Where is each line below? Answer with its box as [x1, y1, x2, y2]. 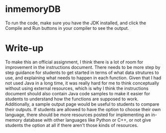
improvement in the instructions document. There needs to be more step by [5, 64, 161, 70]
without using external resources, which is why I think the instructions [5, 85, 149, 91]
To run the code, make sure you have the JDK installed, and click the [5, 20, 146, 26]
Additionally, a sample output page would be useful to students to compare [5, 101, 160, 107]
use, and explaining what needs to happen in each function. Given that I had [5, 74, 162, 80]
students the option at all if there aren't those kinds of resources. [5, 122, 139, 128]
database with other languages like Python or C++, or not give [23, 117, 151, 123]
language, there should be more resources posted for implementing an [5, 112, 151, 118]
